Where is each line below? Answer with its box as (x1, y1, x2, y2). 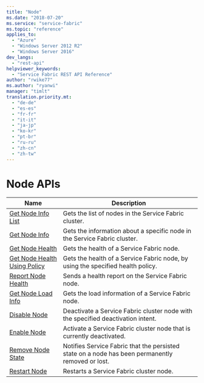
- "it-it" (12, 116, 36, 123)
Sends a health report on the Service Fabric (63, 272, 187, 281)
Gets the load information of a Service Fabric (63, 289, 191, 298)
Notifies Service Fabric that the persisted (63, 342, 180, 351)
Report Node (9, 272, 46, 281)
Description (111, 199, 146, 207)
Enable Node (9, 328, 47, 337)
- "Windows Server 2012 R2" (12, 43, 83, 49)
